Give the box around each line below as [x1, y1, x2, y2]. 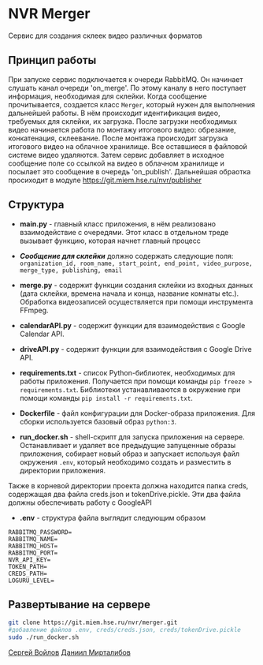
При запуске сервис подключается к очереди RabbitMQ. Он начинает [8, 74, 243, 84]
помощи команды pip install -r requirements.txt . [19, 393, 193, 402]
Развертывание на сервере [8, 597, 151, 611]
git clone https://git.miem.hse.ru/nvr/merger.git [8, 618, 178, 627]
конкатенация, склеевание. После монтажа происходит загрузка [8, 133, 228, 143]
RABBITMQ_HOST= [8, 542, 58, 550]
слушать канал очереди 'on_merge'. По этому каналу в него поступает [8, 83, 246, 92]
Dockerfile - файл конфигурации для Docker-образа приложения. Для [19, 408, 256, 418]
